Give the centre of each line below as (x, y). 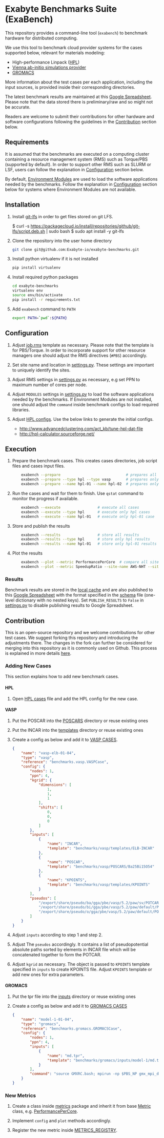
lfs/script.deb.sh (29, 231)
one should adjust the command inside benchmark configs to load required (85, 404)
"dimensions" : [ (55, 785)
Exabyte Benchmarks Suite (61, 9)
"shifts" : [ (51, 807)
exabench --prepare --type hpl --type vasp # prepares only (90, 479)
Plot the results (27, 553)
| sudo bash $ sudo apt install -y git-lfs (85, 231)
